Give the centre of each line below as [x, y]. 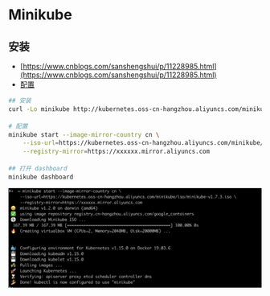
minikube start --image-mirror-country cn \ [84, 134]
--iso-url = [41, 143]
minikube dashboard [41, 177]
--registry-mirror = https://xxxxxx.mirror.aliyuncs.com [117, 152]
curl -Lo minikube [39, 109]
